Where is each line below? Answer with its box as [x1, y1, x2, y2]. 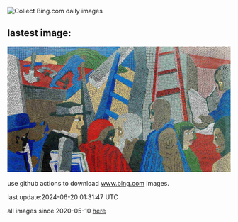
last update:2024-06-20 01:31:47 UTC [7, 193, 119, 201]
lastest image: [7, 27, 72, 39]
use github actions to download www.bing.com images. [7, 179, 170, 188]
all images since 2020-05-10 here [7, 206, 106, 216]
